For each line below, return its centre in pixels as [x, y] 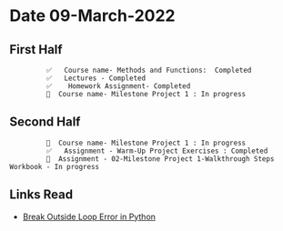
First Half [36, 50]
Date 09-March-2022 [92, 16]
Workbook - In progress [55, 166]
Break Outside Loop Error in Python [89, 216]
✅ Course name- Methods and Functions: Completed [149, 70]
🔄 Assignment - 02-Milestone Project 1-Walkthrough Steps [160, 159]
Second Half [45, 122]
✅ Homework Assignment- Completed [118, 86]
